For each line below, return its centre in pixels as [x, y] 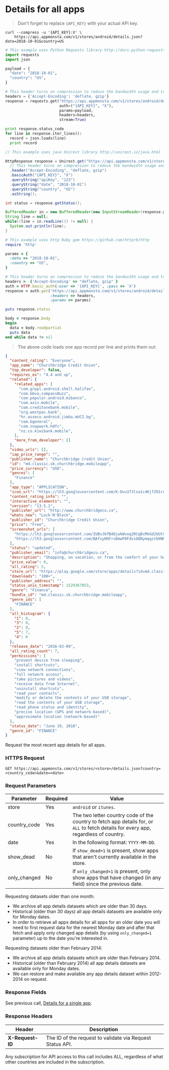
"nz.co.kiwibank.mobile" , [46, 431]
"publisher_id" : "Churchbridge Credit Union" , [59, 520]
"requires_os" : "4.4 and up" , [41, 375]
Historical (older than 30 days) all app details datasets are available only [87, 911]
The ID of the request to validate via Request [99, 1038]
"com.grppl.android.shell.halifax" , [57, 389]
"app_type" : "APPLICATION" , [39, 487]
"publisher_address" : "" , [37, 581]
